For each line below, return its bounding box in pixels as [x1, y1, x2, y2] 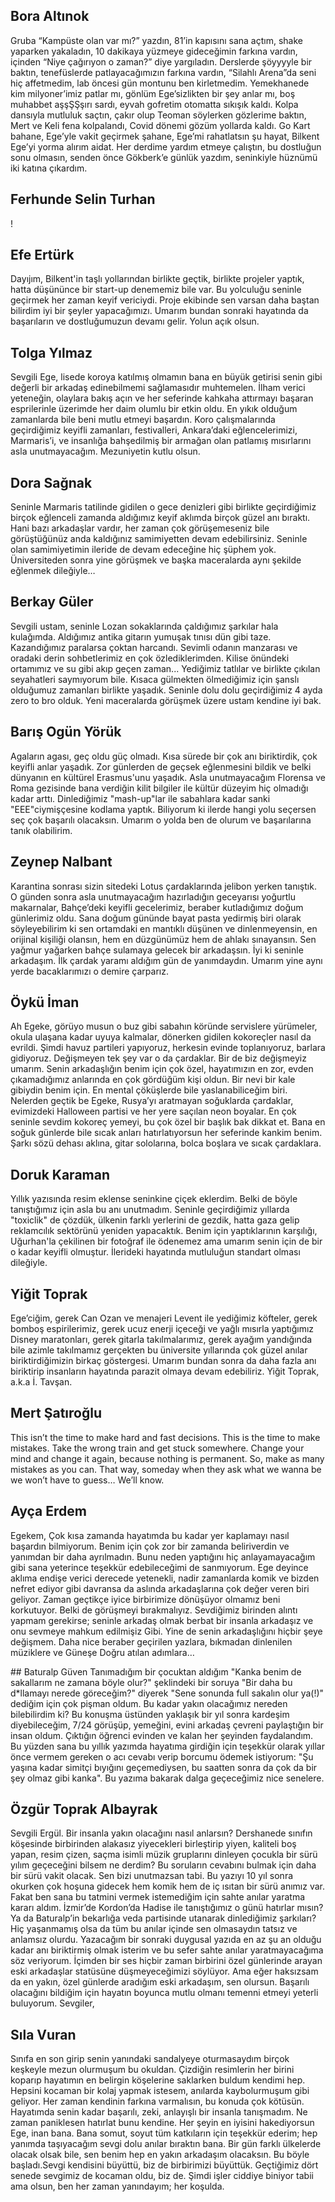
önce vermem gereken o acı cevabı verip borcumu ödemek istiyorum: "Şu [10, 1750, 314, 1763]
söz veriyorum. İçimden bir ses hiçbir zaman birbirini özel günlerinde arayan [10, 1955, 323, 1967]
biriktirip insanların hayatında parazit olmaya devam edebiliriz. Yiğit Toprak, [10, 1365, 320, 1377]
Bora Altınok [10, 8, 90, 25]
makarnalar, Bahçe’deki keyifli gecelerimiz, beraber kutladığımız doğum [10, 901, 304, 913]
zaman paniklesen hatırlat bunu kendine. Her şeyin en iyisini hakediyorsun [10, 2117, 315, 2129]
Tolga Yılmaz [10, 344, 93, 361]
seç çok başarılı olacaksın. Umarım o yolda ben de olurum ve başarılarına [10, 814, 312, 826]
